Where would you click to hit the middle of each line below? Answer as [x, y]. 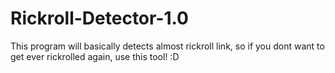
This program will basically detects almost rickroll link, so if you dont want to [167, 46]
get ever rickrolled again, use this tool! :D [95, 56]
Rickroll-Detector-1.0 [100, 18]
